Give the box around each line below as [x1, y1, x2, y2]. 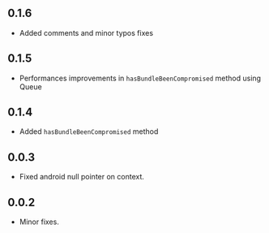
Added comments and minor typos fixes [19, 28, 154, 37]
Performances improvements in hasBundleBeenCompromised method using [19, 73, 261, 83]
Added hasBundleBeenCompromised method [19, 127, 159, 136]
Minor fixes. [19, 217, 60, 227]
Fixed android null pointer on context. [19, 172, 145, 182]
